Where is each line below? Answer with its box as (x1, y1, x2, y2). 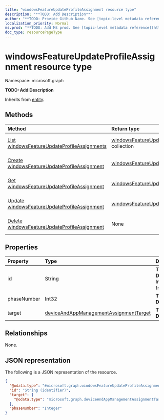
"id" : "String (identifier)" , (9, 388, 71, 393)
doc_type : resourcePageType (5, 30, 62, 35)
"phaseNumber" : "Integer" (9, 406, 62, 411)
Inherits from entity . (5, 96, 45, 102)
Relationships (5, 329, 48, 337)
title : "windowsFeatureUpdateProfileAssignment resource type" (5, 7, 137, 12)
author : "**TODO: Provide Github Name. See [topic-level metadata (5, 16, 143, 21)
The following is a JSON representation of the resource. (5, 369, 117, 375)
